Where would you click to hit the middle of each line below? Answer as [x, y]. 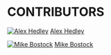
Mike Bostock [74, 44]
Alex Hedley [67, 31]
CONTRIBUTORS [56, 12]
